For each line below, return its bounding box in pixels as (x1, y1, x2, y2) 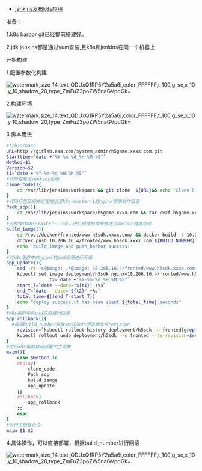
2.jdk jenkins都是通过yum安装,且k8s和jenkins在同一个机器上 (6, 44, 155, 50)
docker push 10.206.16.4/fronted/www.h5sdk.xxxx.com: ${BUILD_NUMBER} (17, 237, 195, 243)
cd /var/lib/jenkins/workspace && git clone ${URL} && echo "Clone (17, 187, 189, 193)
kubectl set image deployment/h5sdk (17, 271, 109, 278)
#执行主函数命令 (6, 422, 41, 428)
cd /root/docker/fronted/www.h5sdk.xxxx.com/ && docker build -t (17, 232, 185, 238)
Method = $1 (6, 159, 31, 165)
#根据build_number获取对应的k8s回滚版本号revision (11, 321, 130, 327)
